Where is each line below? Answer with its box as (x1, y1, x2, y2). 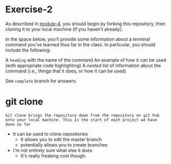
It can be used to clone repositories (12, 131, 88, 137)
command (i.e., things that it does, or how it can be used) (5, 68, 127, 74)
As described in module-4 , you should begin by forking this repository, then (5, 21, 166, 27)
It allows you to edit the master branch (20, 136, 102, 142)
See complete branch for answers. (5, 78, 77, 84)
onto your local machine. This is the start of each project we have (5, 117, 158, 122)
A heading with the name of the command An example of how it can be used (5, 57, 166, 63)
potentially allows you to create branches (20, 141, 108, 148)
